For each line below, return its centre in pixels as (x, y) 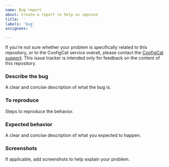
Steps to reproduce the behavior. (40, 111)
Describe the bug (27, 76)
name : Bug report (23, 10)
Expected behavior (29, 124)
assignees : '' (20, 29)
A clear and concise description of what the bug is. (58, 87)
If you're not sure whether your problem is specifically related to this (76, 47)
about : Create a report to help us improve (52, 15)
